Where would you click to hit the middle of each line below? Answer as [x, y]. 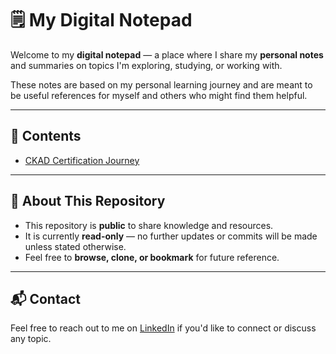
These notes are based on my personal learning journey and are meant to [161, 84]
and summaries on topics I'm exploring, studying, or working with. [146, 65]
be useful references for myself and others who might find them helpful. [159, 95]
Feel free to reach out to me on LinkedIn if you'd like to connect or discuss [163, 328]
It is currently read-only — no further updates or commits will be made [171, 236]
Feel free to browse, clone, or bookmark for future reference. [152, 257]
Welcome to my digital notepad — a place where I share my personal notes [167, 54]
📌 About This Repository [88, 201]
